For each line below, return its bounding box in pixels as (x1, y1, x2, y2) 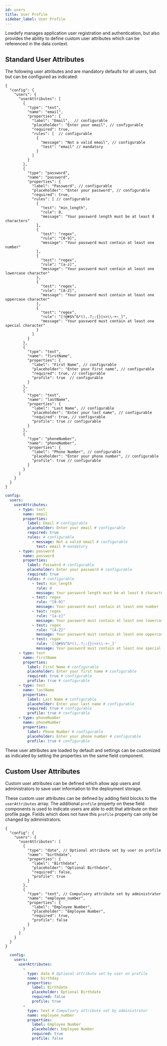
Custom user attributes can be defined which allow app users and (5, 781, 140, 786)
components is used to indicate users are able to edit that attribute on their (5, 806, 158, 812)
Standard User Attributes (5, 55, 84, 64)
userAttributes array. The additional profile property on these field (5, 800, 145, 807)
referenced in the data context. (5, 41, 69, 47)
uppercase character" (5, 297, 50, 302)
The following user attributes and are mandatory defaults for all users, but (5, 68, 157, 75)
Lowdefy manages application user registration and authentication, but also (5, 30, 160, 36)
